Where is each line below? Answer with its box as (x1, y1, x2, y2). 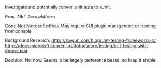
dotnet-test (5, 48, 28, 53)
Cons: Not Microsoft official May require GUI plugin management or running (5, 23, 156, 29)
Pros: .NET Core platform (5, 14, 55, 19)
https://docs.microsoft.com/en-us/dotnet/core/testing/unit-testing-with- (5, 43, 149, 48)
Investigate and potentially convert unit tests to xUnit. (5, 4, 111, 10)
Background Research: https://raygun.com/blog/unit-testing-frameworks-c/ (5, 37, 156, 43)
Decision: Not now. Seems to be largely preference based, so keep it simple (5, 57, 156, 63)
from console (5, 28, 31, 34)
